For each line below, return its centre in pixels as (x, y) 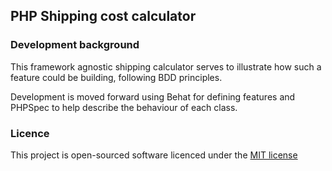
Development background (75, 45)
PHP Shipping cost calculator (103, 16)
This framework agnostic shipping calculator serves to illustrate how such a (166, 66)
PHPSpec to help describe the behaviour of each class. (124, 107)
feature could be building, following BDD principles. (116, 77)
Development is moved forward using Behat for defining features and (153, 96)
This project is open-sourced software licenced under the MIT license (154, 155)
